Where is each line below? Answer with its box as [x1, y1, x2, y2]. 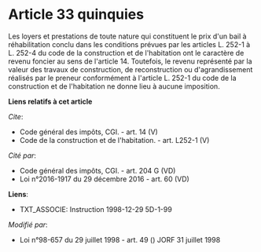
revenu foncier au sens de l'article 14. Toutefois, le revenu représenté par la [8, 57, 253, 66]
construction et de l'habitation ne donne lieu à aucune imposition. [8, 81, 220, 91]
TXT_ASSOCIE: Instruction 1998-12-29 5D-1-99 [19, 204, 173, 214]
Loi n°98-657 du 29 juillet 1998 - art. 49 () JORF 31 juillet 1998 [19, 235, 221, 244]
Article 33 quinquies [8, 5, 144, 24]
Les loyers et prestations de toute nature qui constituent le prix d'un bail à [8, 31, 247, 41]
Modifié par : [8, 220, 49, 229]
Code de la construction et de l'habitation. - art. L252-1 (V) [19, 135, 210, 144]
